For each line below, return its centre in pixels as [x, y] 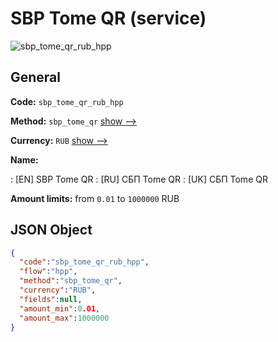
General [36, 77]
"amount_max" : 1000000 [64, 318]
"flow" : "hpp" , [48, 272]
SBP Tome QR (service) [108, 18]
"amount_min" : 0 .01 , [60, 308]
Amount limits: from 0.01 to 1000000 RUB [95, 198]
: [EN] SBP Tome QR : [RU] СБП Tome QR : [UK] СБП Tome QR [139, 179]
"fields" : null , [51, 299]
